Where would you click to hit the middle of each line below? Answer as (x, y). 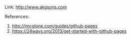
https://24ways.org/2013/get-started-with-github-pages (69, 31)
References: (17, 16)
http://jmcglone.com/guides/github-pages (55, 26)
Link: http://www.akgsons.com (36, 7)
